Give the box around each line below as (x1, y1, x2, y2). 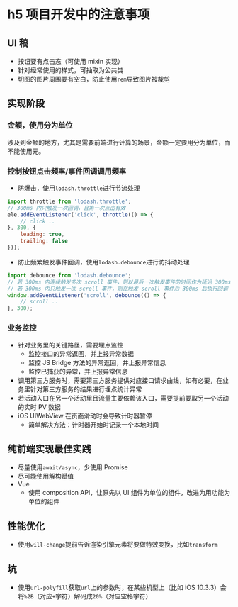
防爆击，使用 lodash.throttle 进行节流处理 (17, 184, 140, 192)
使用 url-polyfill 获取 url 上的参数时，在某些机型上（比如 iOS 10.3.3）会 (17, 583, 227, 591)
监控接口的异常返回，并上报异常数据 (28, 349, 135, 358)
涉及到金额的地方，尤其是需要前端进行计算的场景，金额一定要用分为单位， (7, 138, 225, 146)
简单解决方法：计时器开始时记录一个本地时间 (28, 420, 159, 429)
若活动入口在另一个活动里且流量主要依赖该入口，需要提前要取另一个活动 (17, 394, 229, 402)
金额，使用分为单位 (7, 121, 73, 130)
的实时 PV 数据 (17, 402, 62, 411)
